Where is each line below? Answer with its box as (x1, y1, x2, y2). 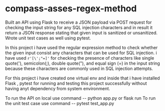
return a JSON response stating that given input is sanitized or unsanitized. (5, 30, 158, 36)
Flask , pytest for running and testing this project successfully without (5, 80, 147, 86)
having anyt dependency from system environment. (5, 85, 110, 91)
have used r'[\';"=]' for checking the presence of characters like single (5, 55, 155, 61)
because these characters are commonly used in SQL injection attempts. (5, 65, 153, 72)
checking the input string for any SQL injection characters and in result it (5, 24, 153, 30)
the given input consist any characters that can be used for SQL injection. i (5, 50, 157, 56)
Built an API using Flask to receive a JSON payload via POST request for (5, 19, 152, 25)
